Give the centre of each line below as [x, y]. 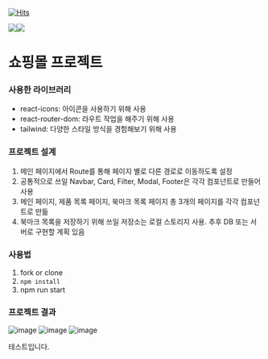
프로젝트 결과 [32, 312]
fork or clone [41, 273]
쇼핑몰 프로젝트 [56, 63]
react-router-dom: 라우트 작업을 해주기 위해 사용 [97, 119]
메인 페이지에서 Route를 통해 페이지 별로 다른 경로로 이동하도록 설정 [126, 171]
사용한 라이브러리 [40, 90]
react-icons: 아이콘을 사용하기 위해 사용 [83, 109]
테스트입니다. [29, 347]
